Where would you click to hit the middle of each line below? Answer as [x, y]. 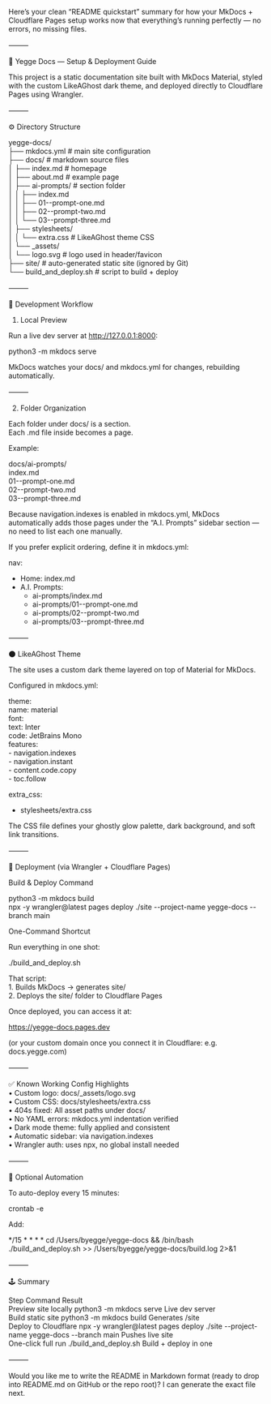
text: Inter [24, 727]
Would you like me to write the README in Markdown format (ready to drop [134, 1376]
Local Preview [43, 320]
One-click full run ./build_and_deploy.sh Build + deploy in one [110, 1343]
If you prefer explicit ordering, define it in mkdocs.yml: [99, 547]
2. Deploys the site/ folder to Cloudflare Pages [86, 996]
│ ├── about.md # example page [64, 177]
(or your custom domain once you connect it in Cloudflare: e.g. [113, 1043]
